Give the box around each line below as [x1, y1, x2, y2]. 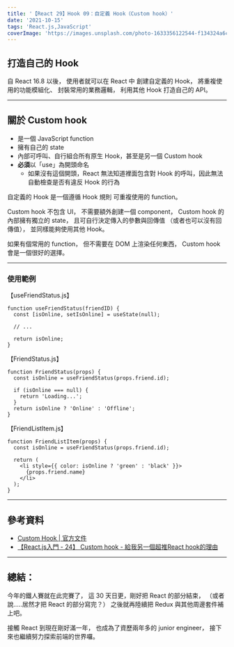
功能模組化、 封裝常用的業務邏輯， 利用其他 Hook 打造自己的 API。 [19, 86, 212, 94]
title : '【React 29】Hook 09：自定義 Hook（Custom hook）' [7, 10, 174, 17]
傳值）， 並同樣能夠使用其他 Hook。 [7, 224, 109, 233]
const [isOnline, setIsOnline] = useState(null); [13, 311, 160, 318]
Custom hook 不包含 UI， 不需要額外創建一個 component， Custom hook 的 [7, 207, 225, 216]
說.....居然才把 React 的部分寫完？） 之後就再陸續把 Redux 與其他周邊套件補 [7, 600, 224, 608]
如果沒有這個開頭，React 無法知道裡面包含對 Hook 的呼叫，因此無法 [27, 169, 224, 178]
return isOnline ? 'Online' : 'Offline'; [13, 405, 136, 412]
